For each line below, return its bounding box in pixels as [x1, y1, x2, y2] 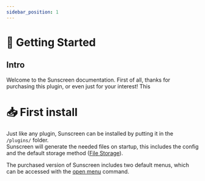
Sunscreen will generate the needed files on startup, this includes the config [6, 142, 199, 150]
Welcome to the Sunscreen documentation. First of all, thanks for [6, 76, 171, 83]
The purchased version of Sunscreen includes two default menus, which [6, 161, 190, 169]
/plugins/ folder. [6, 136, 49, 144]
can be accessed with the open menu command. [6, 168, 130, 175]
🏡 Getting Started [6, 35, 96, 49]
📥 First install [6, 105, 78, 119]
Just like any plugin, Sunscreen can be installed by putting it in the [6, 129, 173, 137]
